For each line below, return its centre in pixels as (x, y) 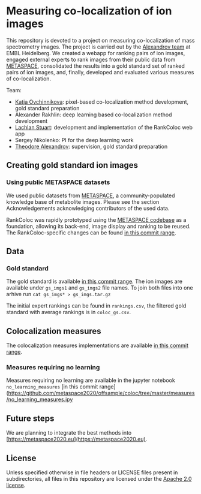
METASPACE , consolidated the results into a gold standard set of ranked (95, 66)
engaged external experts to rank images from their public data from (91, 59)
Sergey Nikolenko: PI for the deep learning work (74, 140)
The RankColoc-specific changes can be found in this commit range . (91, 233)
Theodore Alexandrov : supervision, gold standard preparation (91, 146)
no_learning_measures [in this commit (52, 387)
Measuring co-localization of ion (89, 11)
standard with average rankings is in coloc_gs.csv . (68, 312)
